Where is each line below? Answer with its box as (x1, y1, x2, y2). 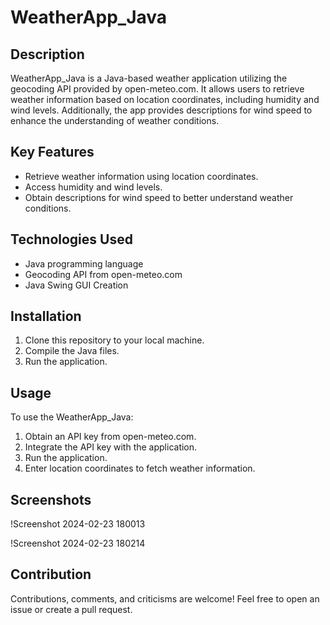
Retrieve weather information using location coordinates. (24, 170, 259, 182)
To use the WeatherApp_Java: (10, 411, 134, 423)
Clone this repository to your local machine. (24, 334, 205, 346)
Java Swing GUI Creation (24, 279, 129, 291)
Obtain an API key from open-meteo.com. (24, 431, 197, 443)
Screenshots (10, 491, 92, 508)
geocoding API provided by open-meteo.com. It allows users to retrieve (10, 83, 305, 95)
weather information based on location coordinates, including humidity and (10, 94, 320, 105)
